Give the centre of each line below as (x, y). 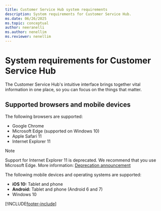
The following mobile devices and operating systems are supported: (73, 175)
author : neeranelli (25, 28)
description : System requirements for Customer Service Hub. (68, 14)
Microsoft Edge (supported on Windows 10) (56, 131)
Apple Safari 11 (27, 136)
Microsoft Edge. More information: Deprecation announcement (68, 165)
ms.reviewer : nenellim (28, 37)
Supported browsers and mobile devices (68, 105)
